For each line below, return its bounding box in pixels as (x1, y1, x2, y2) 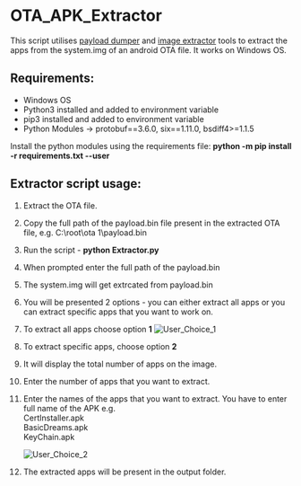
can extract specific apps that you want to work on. (22, 306, 214, 317)
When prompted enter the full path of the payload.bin (22, 261, 220, 272)
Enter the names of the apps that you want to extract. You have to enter (22, 393, 288, 404)
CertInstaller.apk (22, 412, 84, 423)
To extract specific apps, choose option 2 (22, 340, 177, 351)
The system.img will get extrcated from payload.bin (22, 279, 214, 290)
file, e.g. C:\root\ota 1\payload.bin (22, 226, 147, 238)
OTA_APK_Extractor (10, 5, 162, 26)
